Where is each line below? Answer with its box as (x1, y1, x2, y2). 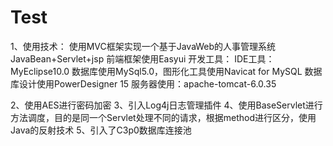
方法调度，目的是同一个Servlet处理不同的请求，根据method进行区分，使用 (10, 111, 317, 123)
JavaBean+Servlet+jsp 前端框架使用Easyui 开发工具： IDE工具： (10, 52, 275, 65)
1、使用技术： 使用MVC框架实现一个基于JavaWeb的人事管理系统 (10, 40, 277, 52)
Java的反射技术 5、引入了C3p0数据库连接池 (10, 124, 192, 136)
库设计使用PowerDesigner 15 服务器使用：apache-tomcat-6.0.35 (10, 77, 277, 90)
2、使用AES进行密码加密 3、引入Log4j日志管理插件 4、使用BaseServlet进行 (10, 99, 323, 111)
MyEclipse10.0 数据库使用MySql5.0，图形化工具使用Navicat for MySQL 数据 (10, 65, 323, 77)
